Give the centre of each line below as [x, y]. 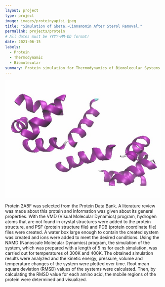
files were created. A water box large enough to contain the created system [82, 232]
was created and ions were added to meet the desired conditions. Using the [82, 238]
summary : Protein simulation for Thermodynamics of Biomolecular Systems [83, 68]
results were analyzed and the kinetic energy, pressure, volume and [74, 259]
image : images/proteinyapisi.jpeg [41, 21]
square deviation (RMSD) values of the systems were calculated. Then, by [80, 269]
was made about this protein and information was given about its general [79, 211]
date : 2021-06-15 [23, 42]
